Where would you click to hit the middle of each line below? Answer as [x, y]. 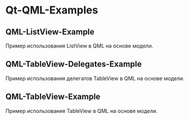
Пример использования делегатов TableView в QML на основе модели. [95, 78]
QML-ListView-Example [50, 32]
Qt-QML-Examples [52, 10]
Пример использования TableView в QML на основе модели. [82, 111]
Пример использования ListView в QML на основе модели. [79, 46]
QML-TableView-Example [53, 97]
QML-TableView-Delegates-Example [74, 64]
